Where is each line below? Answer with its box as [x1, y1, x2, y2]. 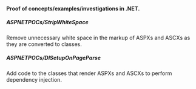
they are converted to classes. [6, 40, 82, 48]
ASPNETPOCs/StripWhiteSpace [6, 19, 89, 26]
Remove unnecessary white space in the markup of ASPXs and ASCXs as [6, 34, 191, 41]
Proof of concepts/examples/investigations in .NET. [6, 5, 140, 12]
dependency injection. [6, 76, 63, 83]
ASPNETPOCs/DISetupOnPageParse [6, 54, 101, 62]
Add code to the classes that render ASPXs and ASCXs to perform [6, 70, 172, 77]
